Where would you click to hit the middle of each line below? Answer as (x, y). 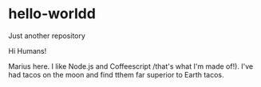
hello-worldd (52, 14)
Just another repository (47, 36)
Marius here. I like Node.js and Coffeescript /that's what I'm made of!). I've (131, 66)
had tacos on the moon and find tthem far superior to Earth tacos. (116, 74)
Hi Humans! (28, 51)
